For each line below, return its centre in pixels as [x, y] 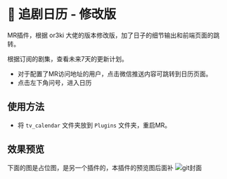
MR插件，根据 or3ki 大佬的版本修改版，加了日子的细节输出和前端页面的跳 [113, 35]
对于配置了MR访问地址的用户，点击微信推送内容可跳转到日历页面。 [115, 74]
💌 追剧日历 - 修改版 [62, 14]
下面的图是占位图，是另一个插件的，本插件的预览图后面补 [90, 167]
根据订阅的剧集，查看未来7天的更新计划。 [67, 59]
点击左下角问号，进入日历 [54, 82]
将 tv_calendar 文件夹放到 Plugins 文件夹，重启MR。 [94, 125]
